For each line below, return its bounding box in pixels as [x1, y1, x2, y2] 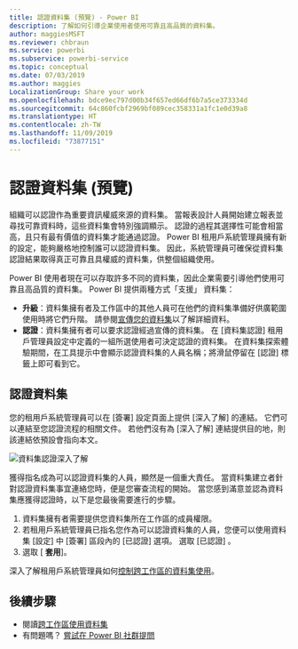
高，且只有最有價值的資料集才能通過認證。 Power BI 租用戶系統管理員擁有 [9, 231, 279, 242]
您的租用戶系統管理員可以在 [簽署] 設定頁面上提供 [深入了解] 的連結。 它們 [9, 412, 281, 422]
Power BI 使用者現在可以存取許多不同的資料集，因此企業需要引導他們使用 [9, 272, 278, 283]
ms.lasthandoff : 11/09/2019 [9, 129, 114, 138]
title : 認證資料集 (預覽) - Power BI [9, 12, 139, 22]
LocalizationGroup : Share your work [9, 87, 145, 96]
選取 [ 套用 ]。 [21, 546, 72, 557]
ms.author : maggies [9, 79, 82, 88]
